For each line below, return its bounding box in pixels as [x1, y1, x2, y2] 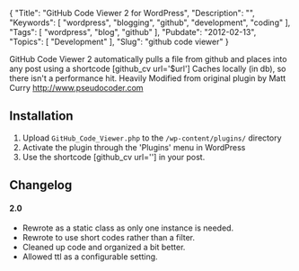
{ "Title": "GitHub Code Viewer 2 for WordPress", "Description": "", [9, 8, 256, 18]
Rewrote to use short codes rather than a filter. [22, 232, 196, 243]
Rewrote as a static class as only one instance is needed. [22, 222, 234, 233]
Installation [9, 108, 74, 124]
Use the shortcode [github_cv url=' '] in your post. [22, 151, 206, 162]
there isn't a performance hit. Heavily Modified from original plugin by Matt [9, 73, 286, 84]
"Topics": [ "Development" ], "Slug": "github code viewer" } [9, 36, 229, 47]
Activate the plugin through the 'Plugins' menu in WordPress [22, 141, 246, 152]
